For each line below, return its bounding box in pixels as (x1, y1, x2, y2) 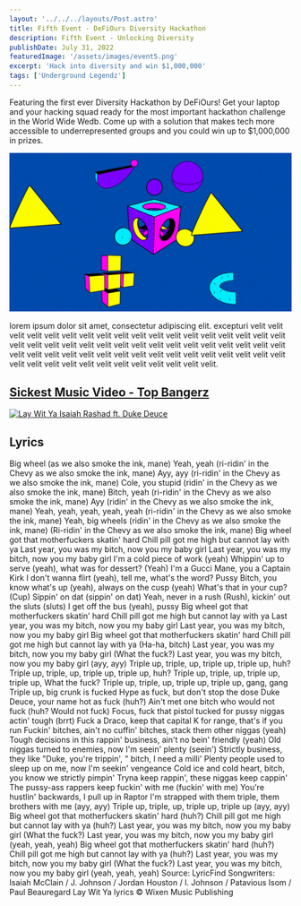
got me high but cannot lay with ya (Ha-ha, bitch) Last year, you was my (9, 639, 275, 650)
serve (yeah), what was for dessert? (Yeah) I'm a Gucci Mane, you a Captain (9, 563, 291, 574)
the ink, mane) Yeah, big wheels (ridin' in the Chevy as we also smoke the (9, 515, 281, 526)
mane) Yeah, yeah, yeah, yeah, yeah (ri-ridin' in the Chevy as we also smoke (9, 506, 292, 516)
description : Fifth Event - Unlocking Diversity (9, 33, 194, 42)
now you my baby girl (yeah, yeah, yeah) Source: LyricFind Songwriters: (9, 867, 276, 878)
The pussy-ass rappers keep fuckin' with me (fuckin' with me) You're (9, 782, 265, 792)
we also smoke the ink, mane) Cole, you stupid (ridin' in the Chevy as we (9, 478, 278, 488)
